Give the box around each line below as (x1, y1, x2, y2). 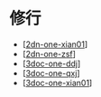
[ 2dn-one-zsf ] (22, 48, 77, 59)
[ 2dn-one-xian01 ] (22, 38, 88, 50)
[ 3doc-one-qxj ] (22, 67, 80, 78)
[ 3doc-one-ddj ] (22, 58, 81, 69)
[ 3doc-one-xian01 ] (22, 77, 93, 88)
